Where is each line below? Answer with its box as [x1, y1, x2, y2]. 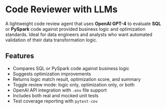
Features [5, 52, 34, 60]
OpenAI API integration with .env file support [12, 87, 107, 93]
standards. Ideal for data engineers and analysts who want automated [5, 31, 152, 37]
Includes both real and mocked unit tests [12, 92, 99, 98]
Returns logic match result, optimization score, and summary [12, 76, 141, 82]
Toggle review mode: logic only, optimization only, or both [12, 81, 135, 88]
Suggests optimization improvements [12, 71, 91, 77]
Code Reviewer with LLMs [5, 4, 118, 15]
